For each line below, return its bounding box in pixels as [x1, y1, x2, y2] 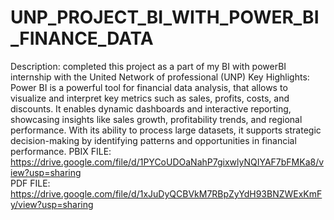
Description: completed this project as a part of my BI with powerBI [10, 60, 287, 72]
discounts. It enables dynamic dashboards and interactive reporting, [10, 102, 292, 115]
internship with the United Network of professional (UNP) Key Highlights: [10, 71, 310, 83]
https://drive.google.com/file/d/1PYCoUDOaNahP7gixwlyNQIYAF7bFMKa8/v [10, 156, 325, 168]
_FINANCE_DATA [10, 27, 154, 50]
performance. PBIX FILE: [10, 145, 112, 157]
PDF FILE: [10, 177, 51, 189]
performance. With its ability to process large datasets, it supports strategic [10, 124, 322, 136]
